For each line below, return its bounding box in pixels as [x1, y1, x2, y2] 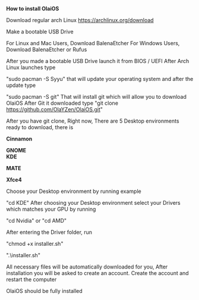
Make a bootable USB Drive [6, 28, 74, 35]
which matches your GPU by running [6, 205, 96, 212]
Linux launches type [6, 64, 56, 71]
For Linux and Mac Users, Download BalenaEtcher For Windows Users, [6, 40, 180, 46]
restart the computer [6, 276, 57, 283]
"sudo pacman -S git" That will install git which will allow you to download [6, 93, 187, 100]
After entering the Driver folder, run [6, 229, 93, 236]
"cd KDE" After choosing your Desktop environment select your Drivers [6, 199, 181, 206]
